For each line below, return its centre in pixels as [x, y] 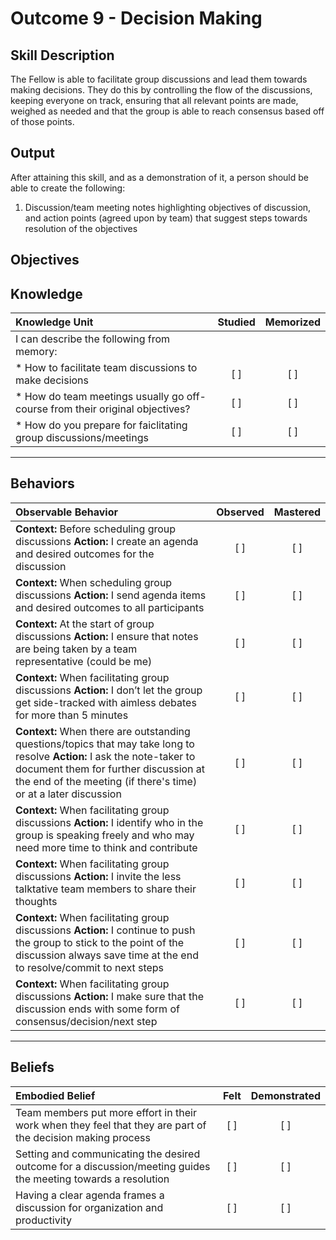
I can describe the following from [93, 339]
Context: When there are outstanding [103, 731]
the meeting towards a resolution [92, 1179]
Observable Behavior [66, 512]
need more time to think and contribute [106, 847]
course [31, 409]
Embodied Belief [55, 1095]
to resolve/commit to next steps [90, 967]
